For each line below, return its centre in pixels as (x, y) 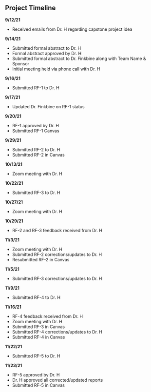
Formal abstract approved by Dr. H (47, 53)
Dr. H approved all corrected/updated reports (57, 380)
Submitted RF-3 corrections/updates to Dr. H (57, 278)
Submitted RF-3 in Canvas (38, 327)
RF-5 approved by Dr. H (36, 374)
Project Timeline (30, 8)
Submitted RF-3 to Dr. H (36, 193)
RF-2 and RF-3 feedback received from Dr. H (57, 230)
